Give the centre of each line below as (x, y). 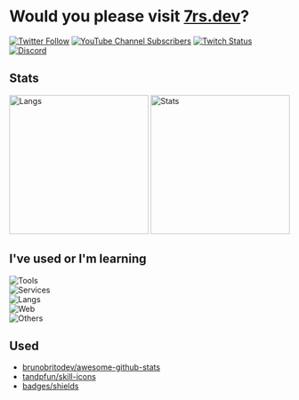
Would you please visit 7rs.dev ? (129, 16)
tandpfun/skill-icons (59, 377)
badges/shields (50, 386)
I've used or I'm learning (78, 259)
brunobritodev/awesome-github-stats (91, 367)
